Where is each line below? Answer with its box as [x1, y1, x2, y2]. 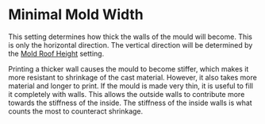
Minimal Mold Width [8, 6, 144, 24]
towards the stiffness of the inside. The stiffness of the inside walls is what [8, 98, 252, 107]
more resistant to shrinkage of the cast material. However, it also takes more [8, 72, 258, 82]
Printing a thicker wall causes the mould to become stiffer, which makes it [8, 64, 249, 73]
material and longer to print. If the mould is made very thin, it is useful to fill [8, 81, 254, 91]
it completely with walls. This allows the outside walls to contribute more [8, 89, 245, 99]
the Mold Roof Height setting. [8, 48, 105, 58]
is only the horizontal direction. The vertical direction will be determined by [8, 40, 253, 49]
